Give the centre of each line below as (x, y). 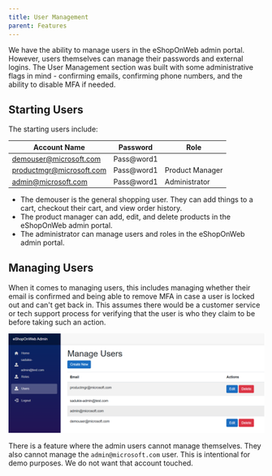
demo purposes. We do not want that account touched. (101, 463)
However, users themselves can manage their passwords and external (126, 58)
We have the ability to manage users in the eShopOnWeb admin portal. (127, 49)
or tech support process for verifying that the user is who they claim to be (132, 313)
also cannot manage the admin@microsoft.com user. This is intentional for (130, 454)
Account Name (59, 147)
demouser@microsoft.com (56, 159)
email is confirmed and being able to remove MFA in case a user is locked (132, 296)
